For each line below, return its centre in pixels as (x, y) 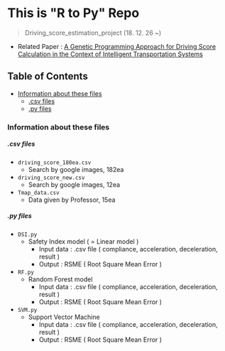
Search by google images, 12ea (74, 184)
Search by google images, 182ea (76, 169)
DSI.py (27, 234)
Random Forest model (60, 279)
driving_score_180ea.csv (54, 162)
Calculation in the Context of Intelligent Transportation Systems (110, 54)
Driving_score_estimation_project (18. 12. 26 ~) (93, 33)
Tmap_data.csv (38, 193)
